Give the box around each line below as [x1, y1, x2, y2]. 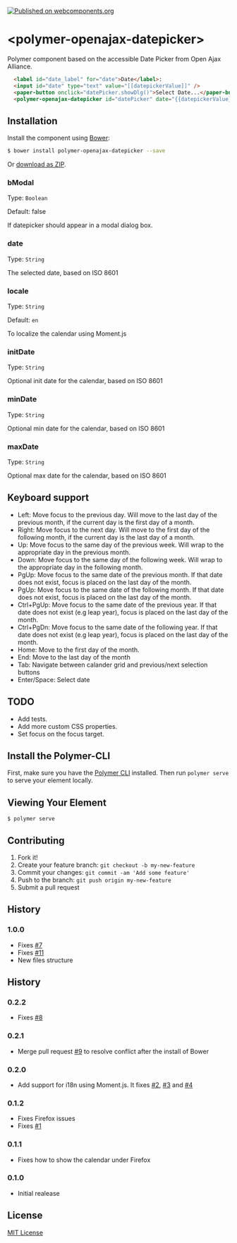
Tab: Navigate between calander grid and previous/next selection [17, 660, 208, 669]
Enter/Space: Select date [17, 675, 90, 684]
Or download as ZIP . [7, 160, 66, 169]
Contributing [7, 835, 65, 847]
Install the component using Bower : [7, 134, 111, 143]
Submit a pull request [17, 883, 80, 892]
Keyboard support [7, 492, 90, 504]
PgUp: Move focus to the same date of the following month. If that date [17, 586, 224, 594]
